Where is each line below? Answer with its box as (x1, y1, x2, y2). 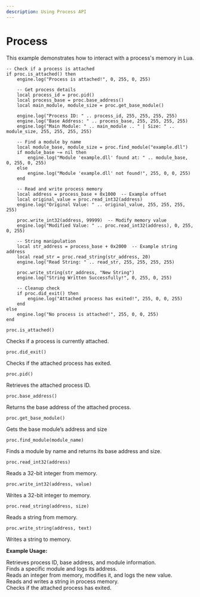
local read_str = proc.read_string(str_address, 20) (17, 254, 151, 260)
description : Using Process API (6, 8, 87, 15)
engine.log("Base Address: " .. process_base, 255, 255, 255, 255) (17, 118, 188, 124)
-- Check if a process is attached (6, 66, 95, 72)
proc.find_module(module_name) (6, 437, 84, 443)
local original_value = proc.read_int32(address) (17, 196, 143, 202)
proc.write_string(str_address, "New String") (17, 269, 135, 275)
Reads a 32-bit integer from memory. (6, 469, 97, 476)
